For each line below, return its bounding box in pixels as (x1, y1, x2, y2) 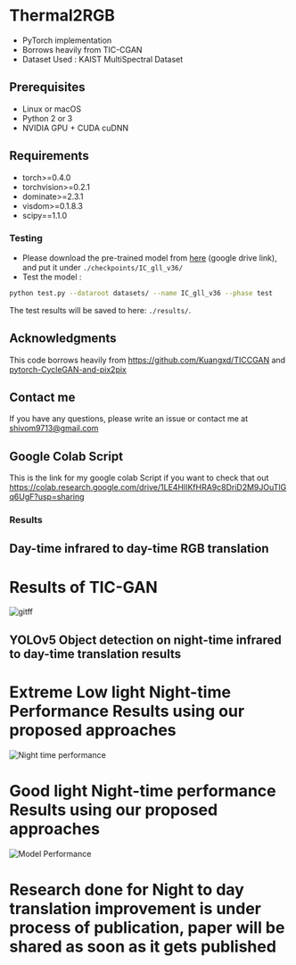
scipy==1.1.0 (21, 210, 68, 220)
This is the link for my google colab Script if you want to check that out (9, 472, 269, 483)
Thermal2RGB (9, 5, 116, 26)
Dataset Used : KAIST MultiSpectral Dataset (21, 54, 184, 64)
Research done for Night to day (9, 879, 245, 900)
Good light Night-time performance (9, 780, 276, 801)
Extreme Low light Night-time (9, 682, 232, 702)
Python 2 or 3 (21, 112, 73, 123)
